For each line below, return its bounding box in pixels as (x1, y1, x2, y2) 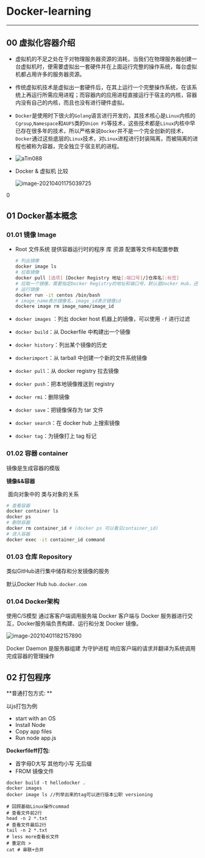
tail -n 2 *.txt (6, 827, 48, 834)
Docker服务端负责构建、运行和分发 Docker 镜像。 (16, 620, 142, 627)
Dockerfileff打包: (6, 747, 50, 755)
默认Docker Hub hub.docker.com (6, 581, 87, 588)
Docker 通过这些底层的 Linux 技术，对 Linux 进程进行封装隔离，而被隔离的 (15, 135, 193, 142)
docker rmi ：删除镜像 (15, 393, 70, 401)
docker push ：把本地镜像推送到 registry (15, 380, 115, 388)
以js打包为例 (6, 702, 38, 710)
